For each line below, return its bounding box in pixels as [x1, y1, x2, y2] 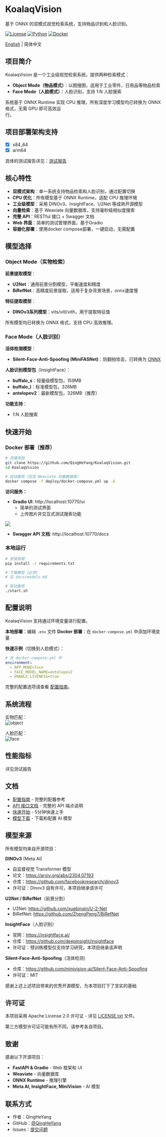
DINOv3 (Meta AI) [5, 855, 42, 861]
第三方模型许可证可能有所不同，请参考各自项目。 [5, 1024, 106, 1030]
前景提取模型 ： [5, 271, 36, 277]
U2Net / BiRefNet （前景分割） [5, 895, 68, 902]
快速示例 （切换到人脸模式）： [5, 645, 64, 651]
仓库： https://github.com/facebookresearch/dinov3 [12, 878, 119, 885]
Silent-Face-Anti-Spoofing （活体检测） [5, 955, 88, 961]
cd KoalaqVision [5, 465, 39, 470]
